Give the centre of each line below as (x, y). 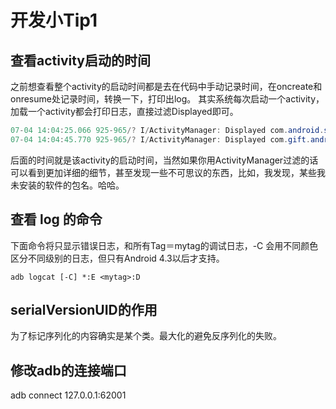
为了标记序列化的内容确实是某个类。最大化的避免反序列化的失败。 (146, 336)
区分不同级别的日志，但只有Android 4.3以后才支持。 (117, 258)
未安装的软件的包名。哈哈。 (67, 185)
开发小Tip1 (54, 20)
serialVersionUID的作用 (84, 309)
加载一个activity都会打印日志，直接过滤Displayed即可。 (124, 111)
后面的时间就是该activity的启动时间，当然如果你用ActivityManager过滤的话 (164, 160)
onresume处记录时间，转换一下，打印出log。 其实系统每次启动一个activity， (167, 99)
